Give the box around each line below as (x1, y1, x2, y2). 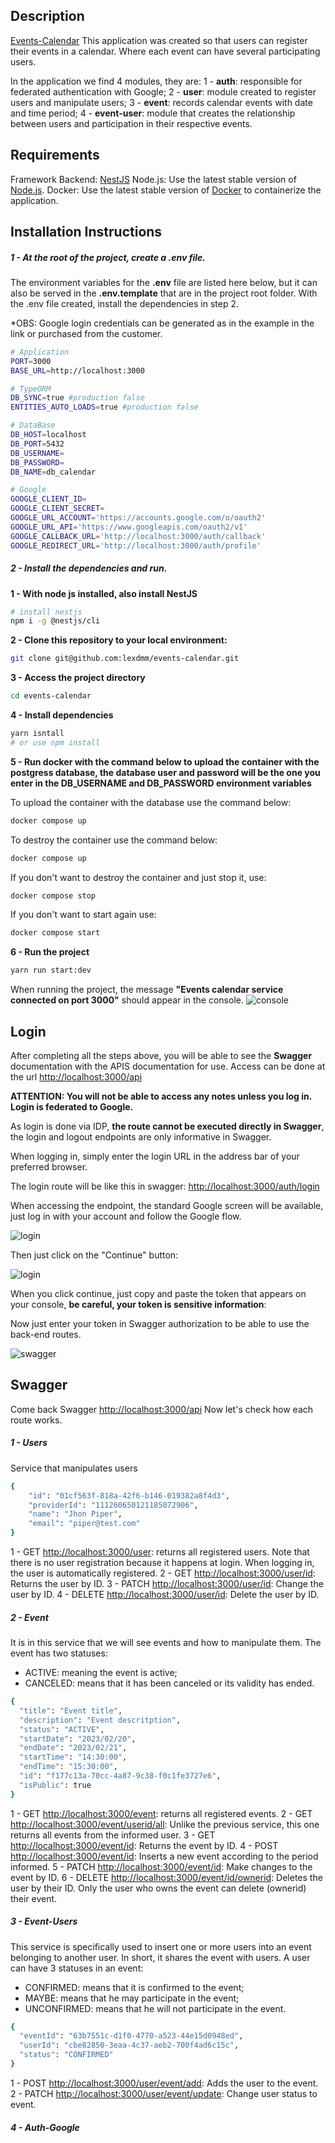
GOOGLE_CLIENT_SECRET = (10, 504, 105, 514)
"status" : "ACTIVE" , (19, 1724, 105, 1734)
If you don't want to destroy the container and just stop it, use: (10, 871, 267, 883)
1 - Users (10, 1437, 48, 1449)
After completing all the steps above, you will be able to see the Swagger (10, 1050, 313, 1062)
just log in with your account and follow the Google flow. (10, 1210, 242, 1223)
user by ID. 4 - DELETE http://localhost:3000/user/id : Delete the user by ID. (10, 1589, 320, 1601)
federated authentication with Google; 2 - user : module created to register (10, 85, 317, 98)
